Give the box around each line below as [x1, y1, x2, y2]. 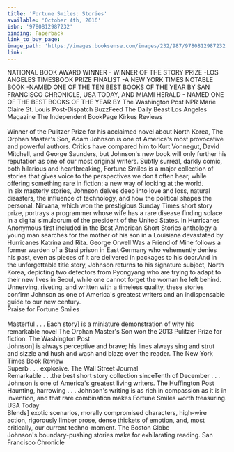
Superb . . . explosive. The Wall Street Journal [7, 364, 139, 373]
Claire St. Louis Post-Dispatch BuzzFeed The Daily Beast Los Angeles [7, 105, 208, 114]
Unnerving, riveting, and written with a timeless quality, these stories [7, 283, 204, 291]
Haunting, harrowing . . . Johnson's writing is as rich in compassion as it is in [7, 386, 227, 394]
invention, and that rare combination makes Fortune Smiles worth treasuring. [7, 393, 227, 402]
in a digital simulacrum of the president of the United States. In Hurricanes [7, 216, 220, 224]
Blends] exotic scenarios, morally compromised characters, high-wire [7, 408, 208, 416]
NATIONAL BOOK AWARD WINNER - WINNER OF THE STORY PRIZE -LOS [7, 68, 219, 77]
